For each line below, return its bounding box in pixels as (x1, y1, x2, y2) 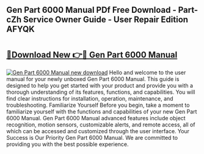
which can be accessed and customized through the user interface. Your (6, 128, 190, 134)
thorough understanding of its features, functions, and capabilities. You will (6, 88, 195, 96)
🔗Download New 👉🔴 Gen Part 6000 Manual (6, 49, 178, 60)
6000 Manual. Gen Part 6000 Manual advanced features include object (6, 115, 186, 121)
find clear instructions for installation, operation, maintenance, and (6, 95, 173, 102)
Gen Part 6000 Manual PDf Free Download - (6, 5, 177, 15)
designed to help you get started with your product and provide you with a (6, 82, 194, 89)
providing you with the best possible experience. (6, 141, 129, 148)
